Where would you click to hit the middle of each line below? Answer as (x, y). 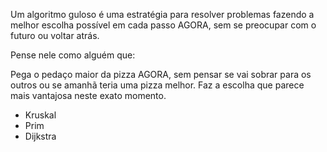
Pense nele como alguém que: (73, 55)
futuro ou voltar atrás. (55, 35)
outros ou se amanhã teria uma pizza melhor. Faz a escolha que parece (157, 85)
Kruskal (40, 115)
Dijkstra (40, 136)
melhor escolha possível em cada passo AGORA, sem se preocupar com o (163, 25)
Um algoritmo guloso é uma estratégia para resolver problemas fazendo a (162, 14)
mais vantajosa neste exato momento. (88, 95)
